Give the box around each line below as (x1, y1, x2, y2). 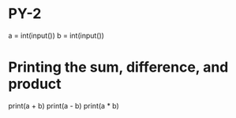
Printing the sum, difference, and (8, 58, 229, 76)
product (8, 76, 62, 93)
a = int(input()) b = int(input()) (8, 31, 105, 40)
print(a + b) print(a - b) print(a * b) (8, 101, 120, 110)
